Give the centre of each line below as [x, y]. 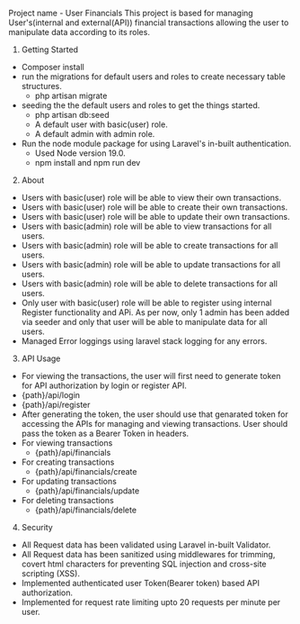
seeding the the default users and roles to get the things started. [141, 105]
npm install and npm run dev [88, 163]
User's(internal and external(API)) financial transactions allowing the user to [149, 23]
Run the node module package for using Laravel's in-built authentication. [156, 144]
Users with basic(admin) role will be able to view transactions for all [146, 226]
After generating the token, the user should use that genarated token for [155, 414]
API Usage [41, 358]
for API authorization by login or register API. [104, 385]
